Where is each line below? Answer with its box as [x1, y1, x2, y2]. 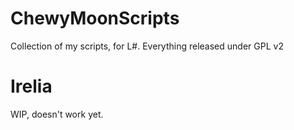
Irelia [10, 75, 53, 98]
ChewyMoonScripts [10, 7, 180, 30]
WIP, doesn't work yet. [10, 108, 104, 120]
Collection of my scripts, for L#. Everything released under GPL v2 [10, 40, 284, 52]
